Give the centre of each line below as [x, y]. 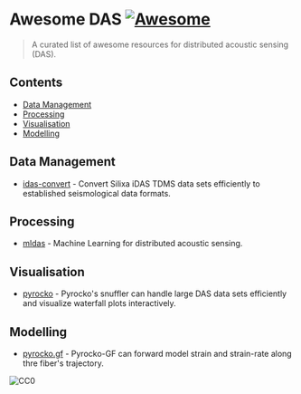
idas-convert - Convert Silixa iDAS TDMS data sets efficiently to [141, 183]
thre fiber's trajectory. [63, 363]
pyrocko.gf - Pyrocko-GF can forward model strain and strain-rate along [157, 354]
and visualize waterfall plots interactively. [99, 303]
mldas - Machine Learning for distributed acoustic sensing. [132, 244]
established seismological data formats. [97, 193]
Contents [36, 83]
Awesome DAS [66, 19]
